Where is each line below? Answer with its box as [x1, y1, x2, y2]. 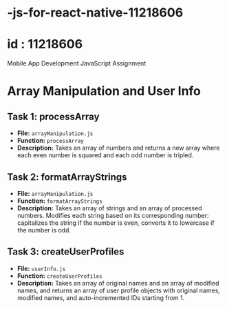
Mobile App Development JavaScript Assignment [7, 59, 147, 68]
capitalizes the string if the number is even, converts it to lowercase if [17, 219, 215, 227]
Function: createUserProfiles [17, 271, 102, 280]
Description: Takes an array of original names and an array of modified [17, 279, 219, 287]
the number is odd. [17, 226, 71, 234]
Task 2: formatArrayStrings [7, 171, 127, 183]
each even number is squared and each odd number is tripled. [17, 151, 194, 159]
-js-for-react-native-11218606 [7, 5, 184, 21]
